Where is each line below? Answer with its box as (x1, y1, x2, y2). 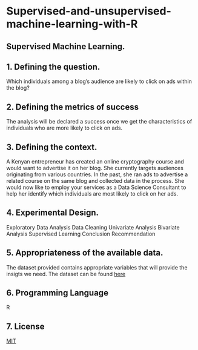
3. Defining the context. (6, 142, 97, 152)
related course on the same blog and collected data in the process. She (6, 177, 185, 185)
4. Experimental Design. (6, 208, 99, 218)
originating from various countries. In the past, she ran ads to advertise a (6, 171, 188, 178)
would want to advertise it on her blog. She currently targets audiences (6, 165, 183, 172)
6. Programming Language (6, 288, 109, 298)
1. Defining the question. (6, 62, 101, 72)
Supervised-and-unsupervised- (6, 4, 171, 18)
